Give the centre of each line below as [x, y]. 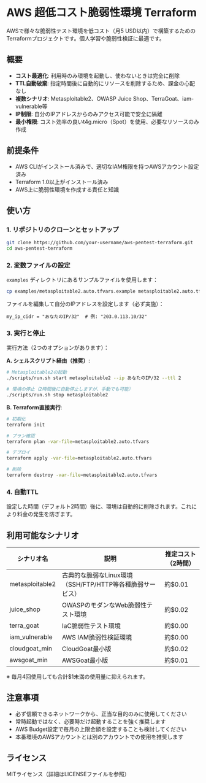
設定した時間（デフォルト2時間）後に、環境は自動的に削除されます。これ [99, 506]
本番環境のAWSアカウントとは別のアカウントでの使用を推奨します [99, 736]
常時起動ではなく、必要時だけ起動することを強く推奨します [90, 721]
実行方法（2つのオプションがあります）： [58, 348]
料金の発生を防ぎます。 [46, 514]
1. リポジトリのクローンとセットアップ [63, 229]
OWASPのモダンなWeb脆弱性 [104, 605]
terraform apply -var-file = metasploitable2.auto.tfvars [79, 458]
